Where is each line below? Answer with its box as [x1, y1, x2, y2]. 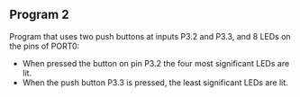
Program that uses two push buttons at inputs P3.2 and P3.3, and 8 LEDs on [9, 31, 291, 41]
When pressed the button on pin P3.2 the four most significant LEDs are [22, 57, 290, 68]
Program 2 [9, 7, 69, 22]
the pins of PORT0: [9, 40, 80, 51]
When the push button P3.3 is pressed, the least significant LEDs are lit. [22, 76, 288, 88]
